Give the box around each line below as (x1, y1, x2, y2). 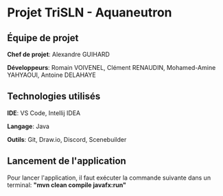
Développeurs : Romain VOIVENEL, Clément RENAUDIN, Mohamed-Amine (7, 64, 216, 71)
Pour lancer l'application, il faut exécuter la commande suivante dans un (7, 173, 211, 182)
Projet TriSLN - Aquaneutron (7, 5, 172, 21)
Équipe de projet (7, 32, 79, 44)
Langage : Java (7, 122, 50, 130)
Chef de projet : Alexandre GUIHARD (7, 50, 110, 58)
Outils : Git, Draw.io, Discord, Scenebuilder (7, 135, 127, 143)
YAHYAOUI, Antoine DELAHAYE (7, 71, 96, 79)
